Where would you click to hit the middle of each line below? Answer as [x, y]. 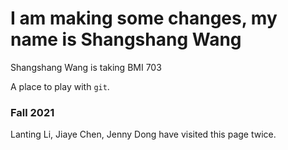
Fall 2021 [32, 112]
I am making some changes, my [144, 18]
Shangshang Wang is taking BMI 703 [86, 67]
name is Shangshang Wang [126, 39]
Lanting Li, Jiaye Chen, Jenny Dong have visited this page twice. [143, 134]
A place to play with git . [60, 86]
